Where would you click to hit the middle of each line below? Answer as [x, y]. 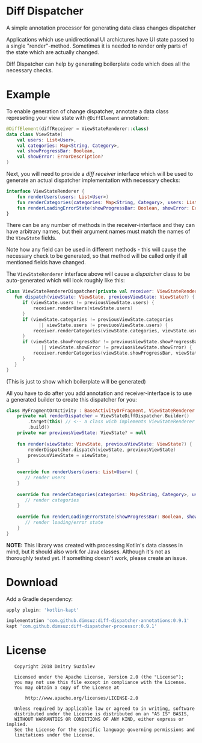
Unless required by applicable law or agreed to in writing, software [105, 709]
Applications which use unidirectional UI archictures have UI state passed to [100, 39]
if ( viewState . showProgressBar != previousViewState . [91, 342]
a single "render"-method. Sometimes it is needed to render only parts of [97, 46]
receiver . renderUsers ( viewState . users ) [83, 308]
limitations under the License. [55, 735]
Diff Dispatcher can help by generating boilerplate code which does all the [98, 64]
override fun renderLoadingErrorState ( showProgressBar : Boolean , [101, 517]
